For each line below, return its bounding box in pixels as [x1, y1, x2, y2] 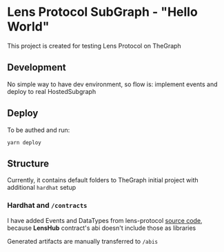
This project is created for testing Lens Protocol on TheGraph [7, 41, 181, 50]
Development [7, 61, 67, 73]
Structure [7, 157, 50, 169]
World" [7, 19, 50, 35]
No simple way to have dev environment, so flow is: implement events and [7, 80, 218, 88]
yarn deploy [7, 139, 41, 146]
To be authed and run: [7, 126, 70, 134]
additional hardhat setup [7, 184, 77, 192]
